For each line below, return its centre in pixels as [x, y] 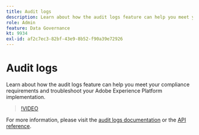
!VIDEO [29, 108]
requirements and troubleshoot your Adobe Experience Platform [84, 90]
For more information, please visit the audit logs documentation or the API [96, 120]
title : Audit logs [29, 11]
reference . [19, 126]
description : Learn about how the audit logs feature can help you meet [98, 17]
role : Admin [21, 22]
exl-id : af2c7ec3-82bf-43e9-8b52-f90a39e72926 [65, 39]
